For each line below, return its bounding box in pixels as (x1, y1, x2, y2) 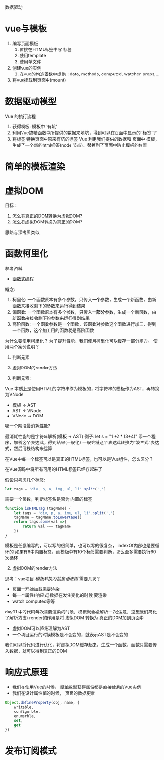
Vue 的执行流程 (5, 113, 36, 119)
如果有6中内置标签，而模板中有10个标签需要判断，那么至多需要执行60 (14, 548, 156, 555)
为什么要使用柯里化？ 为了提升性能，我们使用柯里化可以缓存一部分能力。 (5, 338, 152, 343)
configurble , (14, 709, 41, 714)
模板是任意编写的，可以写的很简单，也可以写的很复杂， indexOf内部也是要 (5, 542, 155, 548)
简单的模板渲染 (5, 161, 66, 172)
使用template (19, 52, 46, 58)
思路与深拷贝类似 (5, 229, 40, 235)
